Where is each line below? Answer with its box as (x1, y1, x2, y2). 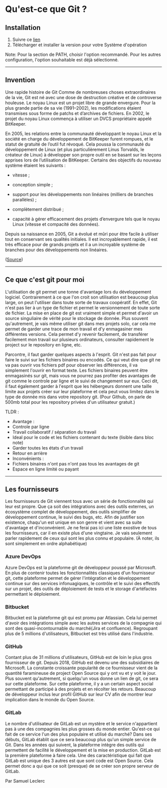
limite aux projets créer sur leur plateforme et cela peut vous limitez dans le (5, 388, 160, 394)
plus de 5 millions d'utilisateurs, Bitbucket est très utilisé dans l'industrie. (5, 630, 154, 636)
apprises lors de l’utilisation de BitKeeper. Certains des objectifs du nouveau (5, 157, 162, 163)
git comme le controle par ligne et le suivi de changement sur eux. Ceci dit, (5, 378, 159, 384)
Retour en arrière (12, 450, 47, 456)
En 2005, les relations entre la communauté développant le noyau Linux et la (5, 131, 162, 137)
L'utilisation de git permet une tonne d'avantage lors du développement (5, 289, 152, 295)
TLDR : (5, 409, 19, 415)
